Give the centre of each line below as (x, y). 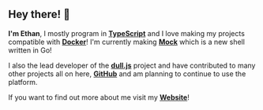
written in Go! (30, 50)
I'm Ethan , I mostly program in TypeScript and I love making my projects (126, 33)
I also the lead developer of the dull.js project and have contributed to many (132, 65)
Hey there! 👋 (39, 15)
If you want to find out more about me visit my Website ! (99, 97)
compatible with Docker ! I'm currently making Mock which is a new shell (126, 42)
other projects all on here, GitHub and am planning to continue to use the (127, 73)
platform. (23, 82)
